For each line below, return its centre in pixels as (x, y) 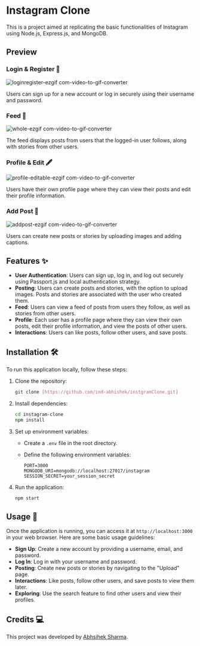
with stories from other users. (43, 147)
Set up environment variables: (52, 431)
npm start (27, 498)
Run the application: (39, 487)
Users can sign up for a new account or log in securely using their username (100, 94)
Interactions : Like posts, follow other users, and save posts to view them (104, 581)
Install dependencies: (41, 404)
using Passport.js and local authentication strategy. (78, 282)
